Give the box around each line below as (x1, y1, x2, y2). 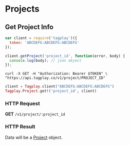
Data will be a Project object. (5, 134, 63, 140)
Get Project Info (5, 23, 54, 31)
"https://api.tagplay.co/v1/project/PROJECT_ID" (5, 75, 106, 81)
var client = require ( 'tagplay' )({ (5, 36, 77, 40)
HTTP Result (5, 123, 36, 130)
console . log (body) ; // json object (9, 58, 82, 63)
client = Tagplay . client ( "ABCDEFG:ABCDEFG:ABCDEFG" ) (5, 84, 114, 89)
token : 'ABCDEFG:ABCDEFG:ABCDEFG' (9, 40, 79, 45)
